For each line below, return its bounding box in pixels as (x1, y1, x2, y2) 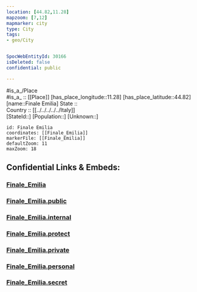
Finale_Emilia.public (6, 196, 67, 205)
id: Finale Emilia (6, 124, 53, 131)
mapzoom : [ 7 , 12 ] (6, 15, 47, 21)
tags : (6, 32, 20, 38)
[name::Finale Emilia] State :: (6, 100, 78, 107)
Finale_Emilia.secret (6, 278, 67, 287)
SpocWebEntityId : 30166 (6, 54, 67, 60)
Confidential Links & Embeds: (6, 162, 120, 173)
